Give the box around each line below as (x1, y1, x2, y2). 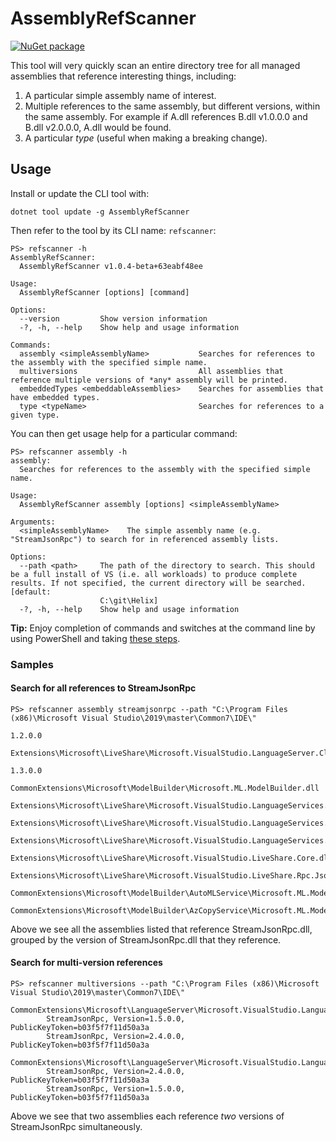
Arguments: (10, 517, 56, 527)
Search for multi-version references (10, 957, 163, 969)
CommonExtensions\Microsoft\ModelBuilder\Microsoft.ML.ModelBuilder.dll (10, 783, 320, 793)
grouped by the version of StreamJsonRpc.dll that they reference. (10, 933, 282, 946)
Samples (10, 657, 54, 671)
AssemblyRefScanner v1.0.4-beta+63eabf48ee (19, 261, 203, 271)
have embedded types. (10, 392, 101, 402)
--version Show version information (19, 313, 208, 324)
